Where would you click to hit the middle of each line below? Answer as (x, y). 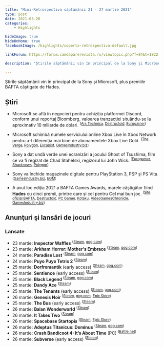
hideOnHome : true (23, 41)
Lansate (15, 232)
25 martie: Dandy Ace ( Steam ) (41, 285)
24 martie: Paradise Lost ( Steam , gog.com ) (53, 255)
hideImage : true (21, 37)
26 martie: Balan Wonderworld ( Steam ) (51, 308)
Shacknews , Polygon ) (30, 165)
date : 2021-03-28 (23, 19)
